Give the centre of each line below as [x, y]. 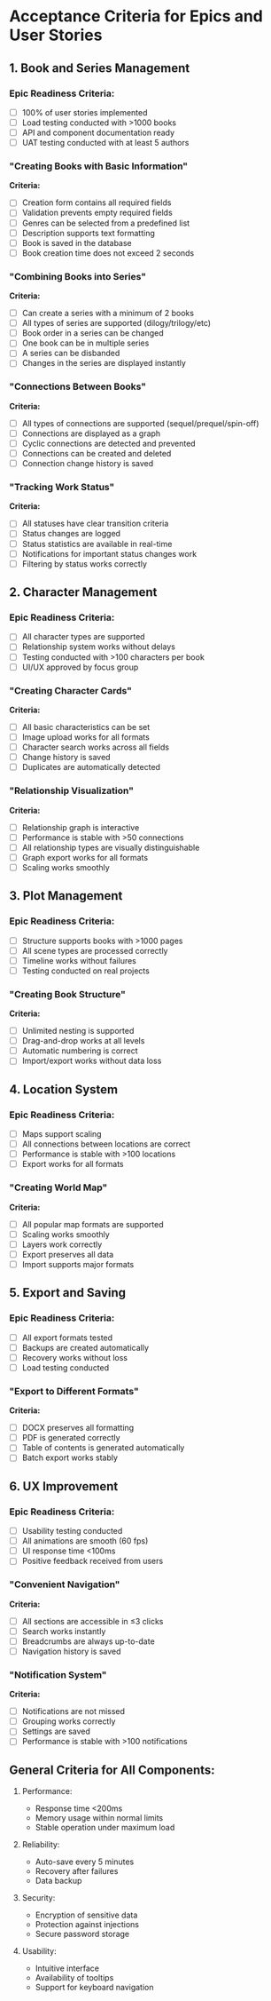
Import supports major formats [78, 1264]
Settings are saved [56, 1731]
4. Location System [63, 1089]
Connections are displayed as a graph [91, 433]
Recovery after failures [77, 1871]
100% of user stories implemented [85, 112]
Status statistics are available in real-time [97, 544]
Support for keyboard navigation [94, 1988]
